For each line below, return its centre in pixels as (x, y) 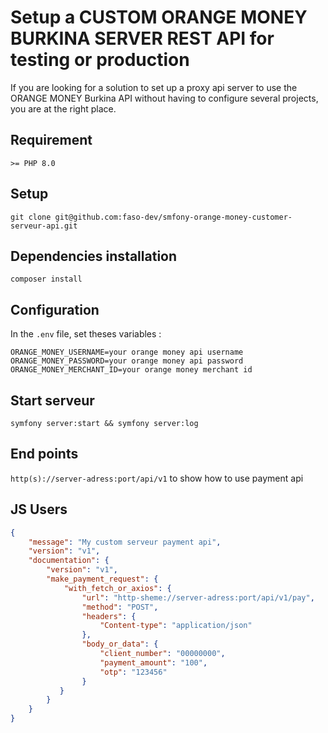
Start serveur (52, 400)
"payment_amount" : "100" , (153, 662)
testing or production (100, 60)
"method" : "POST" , (120, 607)
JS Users (39, 509)
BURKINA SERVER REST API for (142, 38)
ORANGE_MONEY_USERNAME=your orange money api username (127, 352)
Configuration (55, 309)
